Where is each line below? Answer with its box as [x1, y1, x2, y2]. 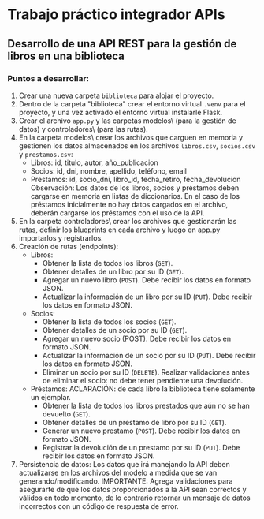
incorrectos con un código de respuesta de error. [18, 501, 179, 510]
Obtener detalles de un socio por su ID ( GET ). [42, 325, 188, 334]
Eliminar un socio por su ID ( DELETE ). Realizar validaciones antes [42, 367, 250, 376]
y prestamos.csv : [18, 149, 73, 159]
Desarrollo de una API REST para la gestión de [7, 37, 237, 50]
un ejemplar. [30, 392, 72, 401]
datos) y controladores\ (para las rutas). [18, 124, 149, 133]
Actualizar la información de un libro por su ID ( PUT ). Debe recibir [42, 292, 253, 301]
